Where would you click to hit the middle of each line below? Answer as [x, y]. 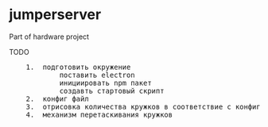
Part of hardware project [49, 37]
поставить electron [97, 75]
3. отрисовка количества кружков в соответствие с [128, 106]
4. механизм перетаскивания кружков [99, 114]
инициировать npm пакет [105, 83]
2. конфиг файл [58, 98]
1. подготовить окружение [78, 67]
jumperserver [55, 15]
